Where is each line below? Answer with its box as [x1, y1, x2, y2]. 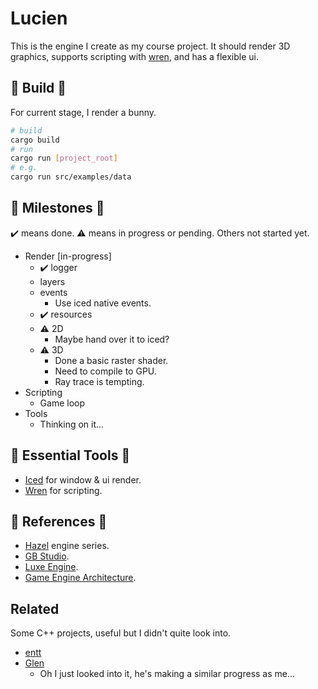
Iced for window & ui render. [24, 473, 142, 486]
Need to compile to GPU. [54, 365, 157, 377]
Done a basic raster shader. [54, 354, 169, 366]
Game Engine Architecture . [24, 572, 137, 584]
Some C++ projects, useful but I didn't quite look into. [10, 627, 232, 639]
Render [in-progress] [24, 250, 112, 262]
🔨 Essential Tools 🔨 [10, 447, 131, 464]
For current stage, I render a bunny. [10, 106, 157, 118]
